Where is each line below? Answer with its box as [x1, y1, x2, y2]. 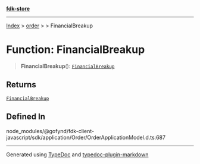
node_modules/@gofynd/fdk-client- [6, 127, 94, 134]
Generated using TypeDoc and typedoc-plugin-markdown [6, 151, 149, 158]
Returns [6, 80, 37, 90]
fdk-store [6, 5, 30, 12]
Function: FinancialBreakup [6, 43, 145, 56]
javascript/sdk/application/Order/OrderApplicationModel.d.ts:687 [6, 134, 165, 141]
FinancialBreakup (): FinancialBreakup [20, 62, 115, 70]
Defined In [6, 112, 46, 122]
